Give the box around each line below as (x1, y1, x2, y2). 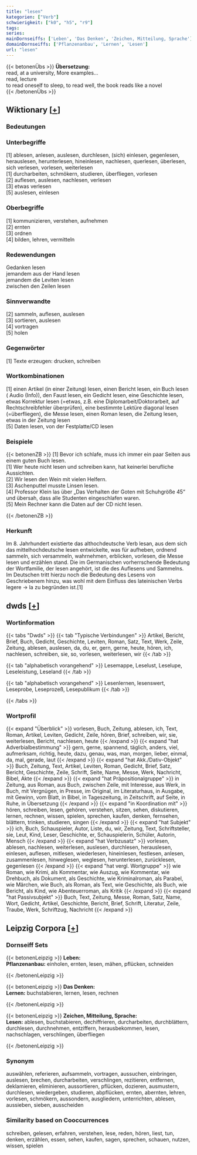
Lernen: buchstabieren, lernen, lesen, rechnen (6, 989, 119, 996)
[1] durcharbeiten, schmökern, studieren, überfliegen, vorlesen (6, 170, 158, 177)
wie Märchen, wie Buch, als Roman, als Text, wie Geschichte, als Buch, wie (6, 881, 188, 888)
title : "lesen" (6, 8, 43, 15)
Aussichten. (6, 469, 35, 476)
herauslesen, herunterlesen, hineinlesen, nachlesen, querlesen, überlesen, (6, 158, 186, 165)
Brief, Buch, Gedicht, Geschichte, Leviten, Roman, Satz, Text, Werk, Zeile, (6, 638, 184, 645)
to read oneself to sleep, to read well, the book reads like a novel (6, 82, 162, 89)
